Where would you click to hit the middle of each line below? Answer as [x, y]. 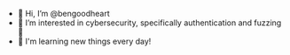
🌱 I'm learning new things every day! [84, 41]
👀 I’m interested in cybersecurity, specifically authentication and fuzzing [149, 23]
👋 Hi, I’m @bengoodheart [63, 14]
